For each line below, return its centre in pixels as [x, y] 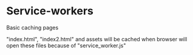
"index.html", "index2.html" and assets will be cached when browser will [97, 39]
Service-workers [50, 11]
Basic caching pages [32, 27]
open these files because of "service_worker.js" [66, 45]
